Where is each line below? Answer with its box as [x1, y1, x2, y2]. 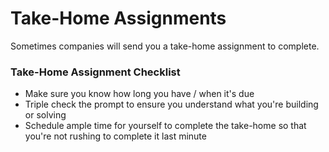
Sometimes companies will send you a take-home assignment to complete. [10, 40, 320, 52]
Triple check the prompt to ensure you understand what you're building [24, 98, 319, 111]
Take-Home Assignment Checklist [10, 65, 181, 79]
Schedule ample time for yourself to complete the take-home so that [24, 120, 307, 132]
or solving [24, 109, 67, 121]
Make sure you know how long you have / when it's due [24, 88, 255, 100]
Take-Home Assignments [10, 7, 227, 30]
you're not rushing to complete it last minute [24, 130, 207, 142]
